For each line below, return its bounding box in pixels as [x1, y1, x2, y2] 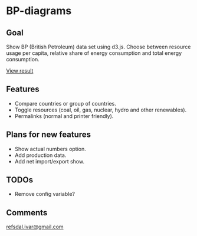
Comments [6, 208, 48, 218]
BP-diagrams [6, 4, 72, 18]
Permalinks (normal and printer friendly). [14, 112, 114, 119]
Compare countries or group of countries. [14, 100, 117, 107]
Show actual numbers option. [14, 145, 87, 152]
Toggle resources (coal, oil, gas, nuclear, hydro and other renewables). [14, 106, 187, 113]
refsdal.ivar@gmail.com [6, 223, 64, 231]
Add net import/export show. [14, 158, 84, 165]
